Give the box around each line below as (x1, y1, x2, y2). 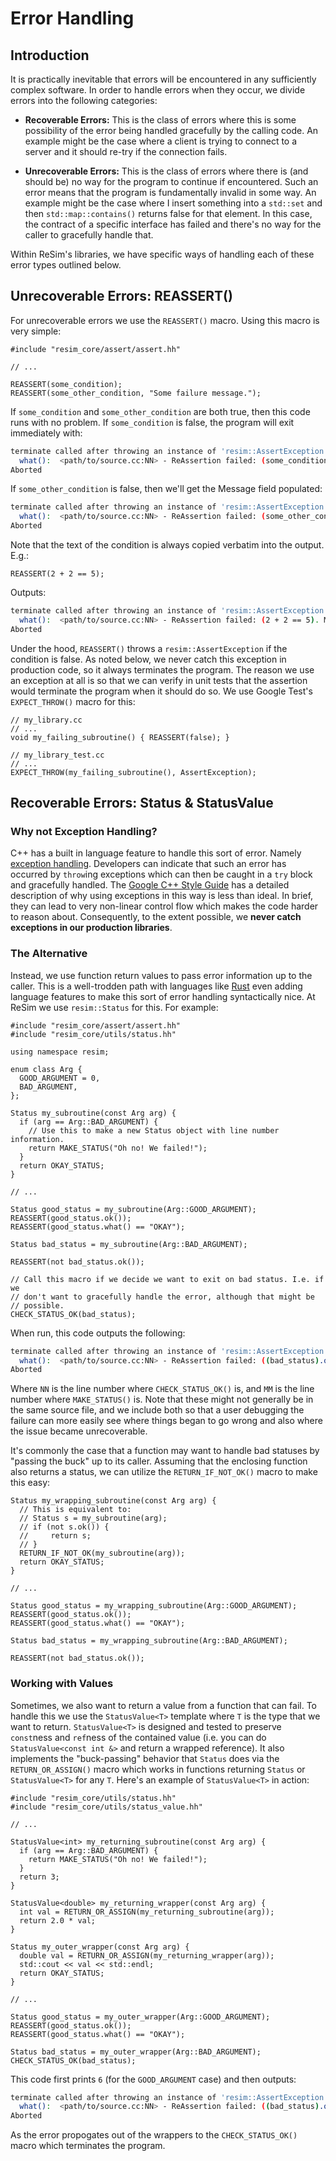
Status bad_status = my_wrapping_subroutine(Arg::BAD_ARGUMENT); (10, 1636, 288, 1646)
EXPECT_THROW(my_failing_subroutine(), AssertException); (10, 767, 257, 777)
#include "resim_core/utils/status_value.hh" (10, 1802, 203, 1812)
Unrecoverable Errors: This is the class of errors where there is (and (24, 165, 309, 177)
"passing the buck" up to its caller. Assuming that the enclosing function (10, 1455, 308, 1467)
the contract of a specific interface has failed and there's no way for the (24, 218, 322, 230)
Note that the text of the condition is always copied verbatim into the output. (10, 539, 325, 551)
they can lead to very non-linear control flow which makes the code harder (10, 900, 319, 912)
